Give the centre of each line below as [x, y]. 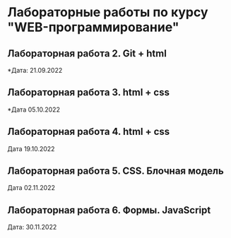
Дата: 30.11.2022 [32, 227]
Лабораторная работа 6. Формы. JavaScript [109, 210]
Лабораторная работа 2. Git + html [87, 53]
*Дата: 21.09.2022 [35, 70]
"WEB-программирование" [93, 27]
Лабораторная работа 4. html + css [89, 132]
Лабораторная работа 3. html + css [88, 93]
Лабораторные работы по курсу [108, 12]
